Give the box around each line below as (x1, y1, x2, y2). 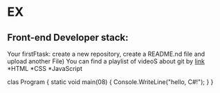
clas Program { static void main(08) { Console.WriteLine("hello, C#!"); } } (7, 78, 214, 86)
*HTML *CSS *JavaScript (7, 65, 83, 72)
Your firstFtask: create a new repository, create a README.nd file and (7, 50, 205, 58)
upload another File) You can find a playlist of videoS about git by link (7, 57, 205, 65)
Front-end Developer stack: (7, 32, 129, 43)
